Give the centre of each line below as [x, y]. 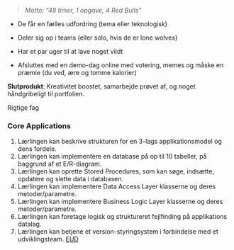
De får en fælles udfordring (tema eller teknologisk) [93, 24]
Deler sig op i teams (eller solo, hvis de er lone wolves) [97, 38]
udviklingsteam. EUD [48, 239]
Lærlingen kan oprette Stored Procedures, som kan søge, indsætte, [116, 171]
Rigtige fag [23, 108]
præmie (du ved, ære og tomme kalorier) [77, 73]
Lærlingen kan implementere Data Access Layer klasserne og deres [117, 186]
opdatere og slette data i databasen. [71, 179]
